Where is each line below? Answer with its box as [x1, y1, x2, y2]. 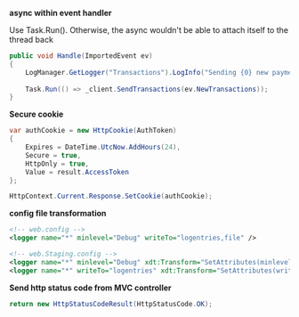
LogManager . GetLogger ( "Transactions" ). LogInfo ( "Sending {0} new [25, 68, 269, 77]
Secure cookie [9, 109, 64, 119]
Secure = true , [25, 150, 82, 159]
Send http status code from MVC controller [9, 282, 172, 293]
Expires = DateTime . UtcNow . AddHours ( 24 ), [25, 142, 181, 151]
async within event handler [9, 8, 113, 18]
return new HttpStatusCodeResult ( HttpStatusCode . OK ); [9, 299, 214, 308]
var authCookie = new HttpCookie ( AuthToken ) [9, 126, 177, 135]
